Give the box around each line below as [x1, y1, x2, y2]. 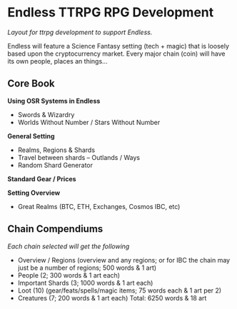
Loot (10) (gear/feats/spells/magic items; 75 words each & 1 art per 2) [17, 286, 222, 295]
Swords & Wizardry [17, 110, 75, 118]
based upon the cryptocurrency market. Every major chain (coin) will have [7, 49, 226, 58]
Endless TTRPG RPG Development [7, 4, 214, 21]
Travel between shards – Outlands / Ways [17, 153, 141, 161]
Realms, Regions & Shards [17, 146, 95, 154]
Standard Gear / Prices [7, 174, 76, 183]
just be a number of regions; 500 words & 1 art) [17, 263, 157, 272]
